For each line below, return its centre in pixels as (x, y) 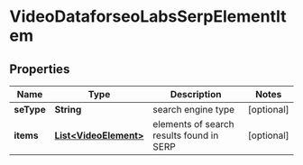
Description (196, 94)
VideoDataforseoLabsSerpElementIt (148, 17)
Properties (40, 69)
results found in (186, 135)
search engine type (194, 110)
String (68, 110)
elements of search (193, 124)
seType (30, 110)
